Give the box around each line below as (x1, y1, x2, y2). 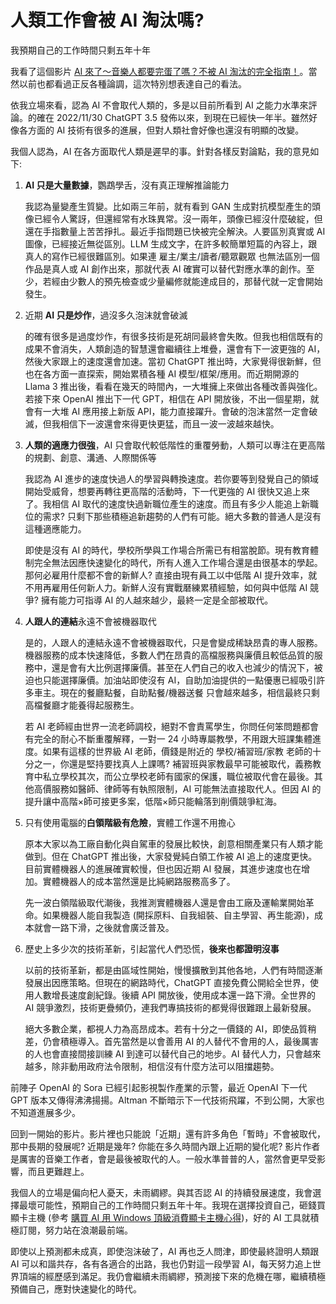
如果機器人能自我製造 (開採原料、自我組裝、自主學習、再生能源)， (42, 909, 315, 921)
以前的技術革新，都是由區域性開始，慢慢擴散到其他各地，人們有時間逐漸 (24, 964, 323, 976)
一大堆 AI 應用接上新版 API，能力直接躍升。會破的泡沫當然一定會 (42, 405, 310, 417)
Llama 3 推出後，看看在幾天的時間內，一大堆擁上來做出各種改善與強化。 (24, 380, 323, 392)
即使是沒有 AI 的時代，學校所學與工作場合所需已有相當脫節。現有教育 (24, 544, 311, 556)
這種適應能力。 (24, 522, 87, 535)
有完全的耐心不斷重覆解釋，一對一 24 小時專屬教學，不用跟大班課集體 (24, 732, 313, 745)
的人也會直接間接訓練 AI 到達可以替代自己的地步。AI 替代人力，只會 (24, 1047, 304, 1060)
